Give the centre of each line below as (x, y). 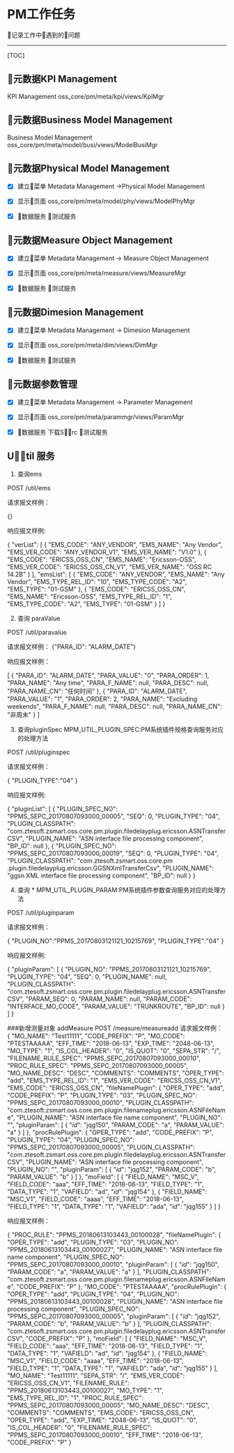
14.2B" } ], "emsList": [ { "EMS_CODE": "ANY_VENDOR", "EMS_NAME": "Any (116, 574)
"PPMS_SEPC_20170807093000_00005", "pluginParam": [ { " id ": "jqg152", (114, 1316)
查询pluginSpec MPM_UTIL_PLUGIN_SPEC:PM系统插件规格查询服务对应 (120, 730)
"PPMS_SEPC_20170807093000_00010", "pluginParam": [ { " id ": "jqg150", (113, 1265)
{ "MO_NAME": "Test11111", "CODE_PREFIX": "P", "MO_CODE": (96, 1036)
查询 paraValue (39, 619)
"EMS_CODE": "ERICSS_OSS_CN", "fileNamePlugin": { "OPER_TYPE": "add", (116, 1088)
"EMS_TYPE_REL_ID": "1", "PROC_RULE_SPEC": (76, 1398)
